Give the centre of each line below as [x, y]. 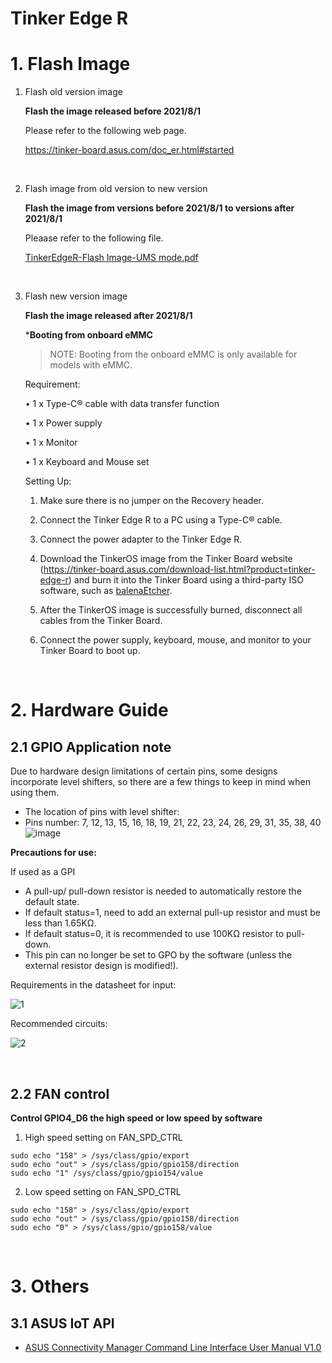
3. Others [50, 1286]
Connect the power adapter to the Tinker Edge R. [141, 539]
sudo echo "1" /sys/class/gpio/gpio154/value [106, 1173]
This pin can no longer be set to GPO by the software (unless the [158, 955]
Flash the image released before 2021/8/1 [113, 111]
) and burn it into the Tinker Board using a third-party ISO [186, 580]
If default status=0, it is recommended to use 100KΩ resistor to [154, 934]
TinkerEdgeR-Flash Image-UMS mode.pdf [111, 258]
